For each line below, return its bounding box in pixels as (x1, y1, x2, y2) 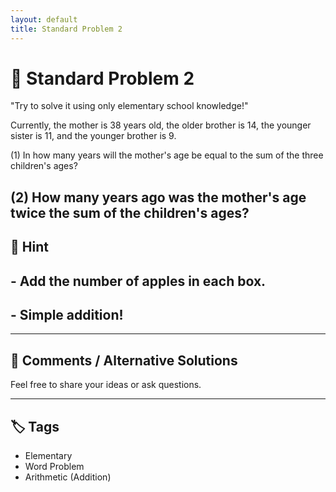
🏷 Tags (10, 418, 60, 435)
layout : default (10, 14, 78, 25)
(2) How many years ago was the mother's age (10, 189, 307, 206)
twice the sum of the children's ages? (10, 204, 250, 221)
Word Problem (24, 461, 85, 473)
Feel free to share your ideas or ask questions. (10, 379, 202, 391)
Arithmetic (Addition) (24, 471, 112, 483)
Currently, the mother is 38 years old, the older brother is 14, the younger (10, 119, 312, 131)
